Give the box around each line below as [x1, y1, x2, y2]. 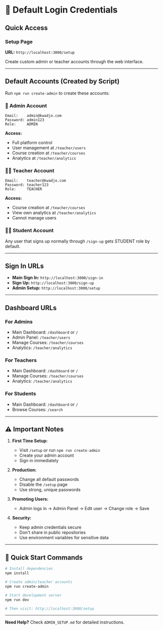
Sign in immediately [19, 458, 59, 464]
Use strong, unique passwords [19, 487, 81, 493]
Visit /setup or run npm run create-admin [19, 448, 100, 453]
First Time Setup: [12, 438, 48, 444]
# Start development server [5, 593, 62, 597]
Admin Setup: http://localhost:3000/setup [12, 285, 100, 291]
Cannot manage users [12, 215, 57, 221]
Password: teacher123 [5, 182, 49, 187]
